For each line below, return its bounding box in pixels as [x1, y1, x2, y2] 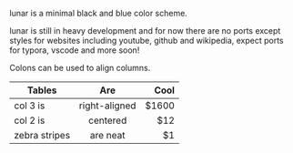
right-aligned [78, 99, 136, 112]
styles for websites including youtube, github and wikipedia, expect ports [9, 36, 284, 46]
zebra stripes [14, 129, 71, 141]
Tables [26, 84, 57, 97]
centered [87, 114, 127, 127]
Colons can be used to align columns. [9, 63, 151, 73]
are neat [89, 129, 126, 141]
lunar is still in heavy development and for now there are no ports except [9, 25, 281, 36]
